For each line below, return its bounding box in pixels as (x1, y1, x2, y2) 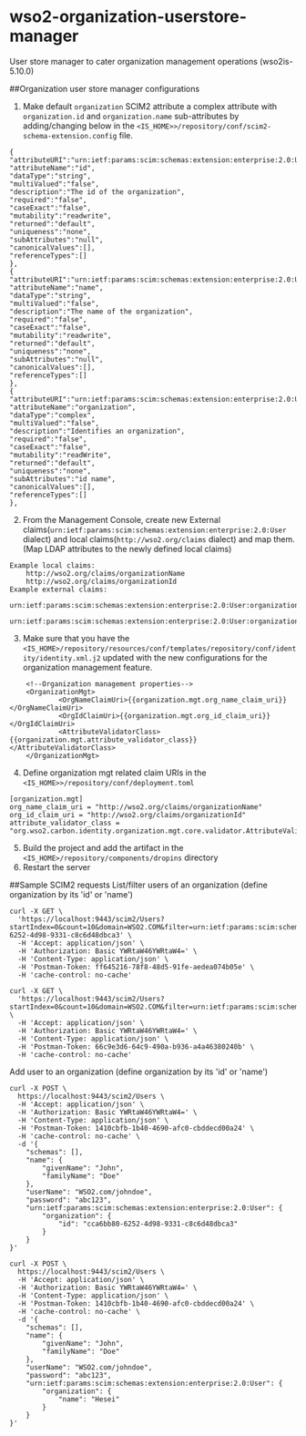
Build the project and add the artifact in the (22, 842, 184, 853)
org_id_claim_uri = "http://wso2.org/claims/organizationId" (9, 810, 247, 819)
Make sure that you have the (22, 632, 130, 643)
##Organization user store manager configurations (9, 83, 200, 94)
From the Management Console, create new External (22, 514, 221, 525)
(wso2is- (259, 56, 293, 67)
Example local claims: (9, 560, 96, 570)
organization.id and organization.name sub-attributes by (22, 110, 240, 121)
